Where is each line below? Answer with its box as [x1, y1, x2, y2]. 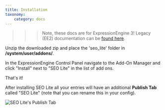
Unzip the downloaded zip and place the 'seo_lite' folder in [5, 45, 125, 51]
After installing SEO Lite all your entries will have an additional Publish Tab [5, 85, 157, 91]
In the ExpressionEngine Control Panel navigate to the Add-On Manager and [5, 60, 161, 66]
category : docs [14, 16, 46, 21]
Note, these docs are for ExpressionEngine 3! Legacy [42, 30, 151, 36]
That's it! [5, 75, 23, 81]
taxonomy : [5, 12, 26, 17]
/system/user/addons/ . [5, 50, 55, 56]
